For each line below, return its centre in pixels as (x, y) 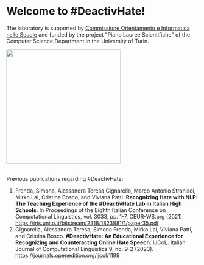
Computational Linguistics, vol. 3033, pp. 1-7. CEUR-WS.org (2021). (99, 216)
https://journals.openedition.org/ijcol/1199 (67, 255)
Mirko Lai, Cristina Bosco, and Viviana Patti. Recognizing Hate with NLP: (106, 197)
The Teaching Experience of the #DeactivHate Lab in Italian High (98, 203)
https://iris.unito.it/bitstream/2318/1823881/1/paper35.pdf (87, 223)
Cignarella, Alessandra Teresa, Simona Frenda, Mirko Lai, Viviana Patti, (104, 229)
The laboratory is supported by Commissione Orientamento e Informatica (98, 28)
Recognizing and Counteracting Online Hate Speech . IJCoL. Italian (100, 242)
